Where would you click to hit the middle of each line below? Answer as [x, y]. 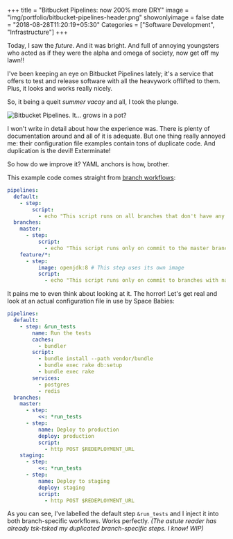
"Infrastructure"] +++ [37, 32]
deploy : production [66, 436]
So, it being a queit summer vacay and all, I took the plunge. [93, 102]
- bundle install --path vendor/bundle [96, 359]
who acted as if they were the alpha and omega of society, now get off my [113, 53]
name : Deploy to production [78, 430]
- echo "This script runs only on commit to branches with [131, 281]
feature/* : [35, 255]
